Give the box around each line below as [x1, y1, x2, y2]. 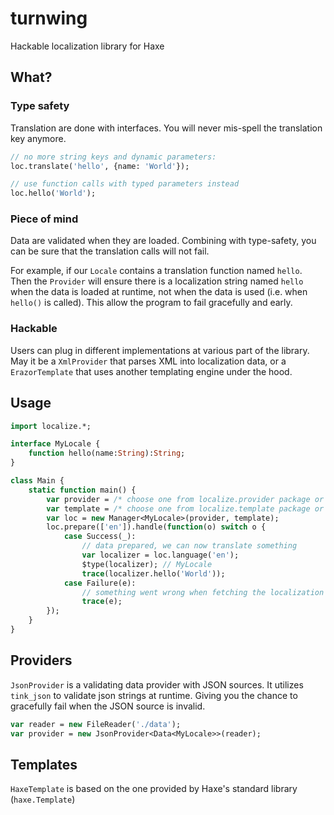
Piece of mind [10, 212, 79, 226]
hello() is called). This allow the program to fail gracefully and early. [10, 297, 293, 309]
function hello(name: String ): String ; [28, 448, 186, 459]
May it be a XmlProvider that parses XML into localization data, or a [10, 355, 287, 367]
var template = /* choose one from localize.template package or [46, 503, 325, 514]
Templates [10, 756, 78, 773]
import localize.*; [10, 421, 92, 431]
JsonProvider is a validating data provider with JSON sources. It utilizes [10, 678, 304, 691]
